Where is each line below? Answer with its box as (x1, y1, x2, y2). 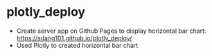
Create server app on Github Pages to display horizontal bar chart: (16, 27, 206, 35)
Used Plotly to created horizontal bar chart (16, 41, 139, 49)
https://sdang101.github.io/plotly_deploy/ (16, 33, 132, 42)
